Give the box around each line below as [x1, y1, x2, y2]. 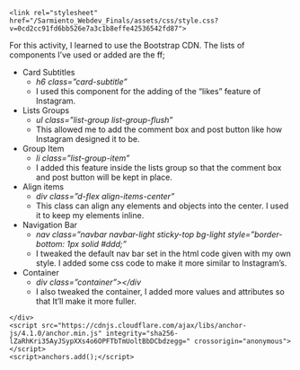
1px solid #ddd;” [66, 239, 128, 249]
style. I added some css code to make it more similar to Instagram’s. [35, 258, 287, 269]
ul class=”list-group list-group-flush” [35, 115, 173, 125]
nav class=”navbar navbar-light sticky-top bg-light [35, 229, 226, 240]
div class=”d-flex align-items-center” [35, 191, 175, 201]
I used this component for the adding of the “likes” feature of [35, 86, 261, 96]
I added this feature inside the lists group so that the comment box [35, 163, 282, 172]
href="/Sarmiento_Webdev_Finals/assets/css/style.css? [9, 16, 219, 25]
